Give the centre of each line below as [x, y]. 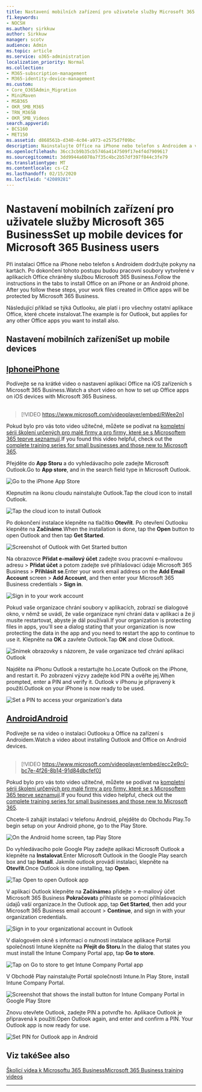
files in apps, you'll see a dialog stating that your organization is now [91, 627]
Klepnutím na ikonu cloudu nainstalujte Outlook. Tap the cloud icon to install [99, 493]
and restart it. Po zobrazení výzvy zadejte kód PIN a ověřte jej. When [90, 676]
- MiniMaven [21, 96]
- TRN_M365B [21, 112]
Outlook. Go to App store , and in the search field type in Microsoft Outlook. [99, 470]
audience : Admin [26, 46]
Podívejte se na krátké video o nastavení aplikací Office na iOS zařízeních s [99, 384]
